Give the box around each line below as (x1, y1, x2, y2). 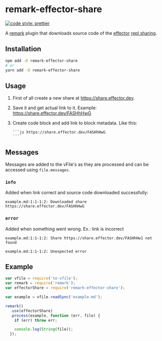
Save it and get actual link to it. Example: (12, 105, 97, 111)
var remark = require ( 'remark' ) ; (5, 281, 76, 286)
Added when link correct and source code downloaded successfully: (5, 190, 149, 196)
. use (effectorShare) (10, 308, 53, 313)
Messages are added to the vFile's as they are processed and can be (5, 161, 149, 167)
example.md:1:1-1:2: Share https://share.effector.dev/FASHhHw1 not (5, 235, 152, 241)
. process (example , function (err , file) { (10, 313, 100, 318)
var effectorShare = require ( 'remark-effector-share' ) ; (5, 285, 125, 290)
